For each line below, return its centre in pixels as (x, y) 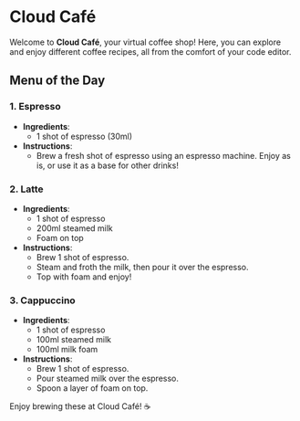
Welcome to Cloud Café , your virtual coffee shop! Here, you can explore (145, 42)
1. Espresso (35, 107)
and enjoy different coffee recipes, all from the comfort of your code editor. (150, 51)
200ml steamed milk (75, 228)
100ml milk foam (67, 350)
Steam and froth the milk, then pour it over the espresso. (142, 267)
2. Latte (26, 189)
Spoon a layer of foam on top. (92, 388)
